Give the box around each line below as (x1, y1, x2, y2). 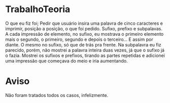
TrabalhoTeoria (5, 4, 71, 15)
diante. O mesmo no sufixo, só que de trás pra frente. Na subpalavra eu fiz (5, 41, 161, 47)
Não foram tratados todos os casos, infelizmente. (5, 92, 109, 98)
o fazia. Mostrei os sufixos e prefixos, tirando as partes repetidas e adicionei (5, 52, 165, 59)
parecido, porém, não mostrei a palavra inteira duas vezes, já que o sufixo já (5, 47, 165, 53)
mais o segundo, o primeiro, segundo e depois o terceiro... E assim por (5, 36, 153, 42)
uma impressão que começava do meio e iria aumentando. (5, 58, 128, 64)
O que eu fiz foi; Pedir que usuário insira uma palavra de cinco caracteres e (5, 20, 163, 26)
